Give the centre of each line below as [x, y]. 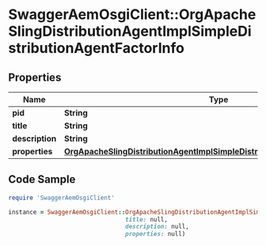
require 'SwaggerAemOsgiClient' [61, 198]
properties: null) [156, 234]
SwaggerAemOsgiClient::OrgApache [132, 15]
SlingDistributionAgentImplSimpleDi [130, 31]
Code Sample [42, 180]
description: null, [158, 227]
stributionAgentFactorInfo [96, 48]
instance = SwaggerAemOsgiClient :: [67, 212]
